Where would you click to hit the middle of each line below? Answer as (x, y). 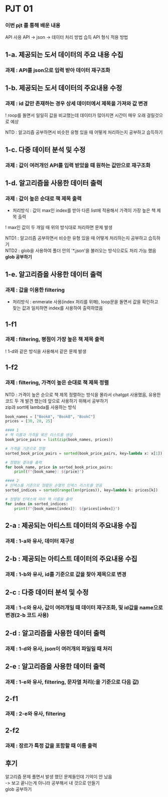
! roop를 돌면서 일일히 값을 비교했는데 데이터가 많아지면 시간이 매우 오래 (75, 116)
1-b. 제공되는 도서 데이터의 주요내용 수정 (64, 88)
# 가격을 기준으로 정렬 (25, 448)
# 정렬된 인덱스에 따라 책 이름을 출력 (39, 499)
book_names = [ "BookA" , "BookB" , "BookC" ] (50, 417)
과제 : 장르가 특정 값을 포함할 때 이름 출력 (51, 745)
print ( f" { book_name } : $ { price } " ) (49, 472)
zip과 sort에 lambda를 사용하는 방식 (41, 407)
